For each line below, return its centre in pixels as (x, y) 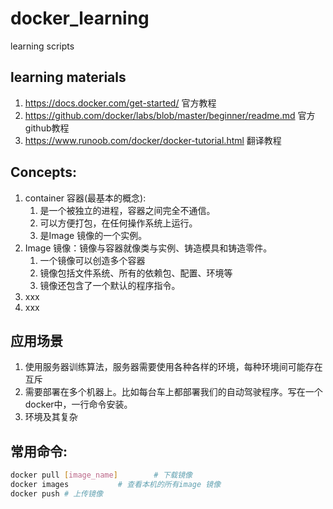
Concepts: (43, 172)
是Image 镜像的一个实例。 (93, 235)
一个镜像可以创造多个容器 (92, 260)
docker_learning (80, 18)
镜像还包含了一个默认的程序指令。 (110, 285)
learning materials (68, 77)
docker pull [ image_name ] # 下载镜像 (101, 475)
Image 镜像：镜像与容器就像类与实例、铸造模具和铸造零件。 (148, 248)
